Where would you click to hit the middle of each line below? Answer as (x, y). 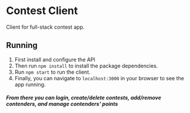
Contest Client (42, 11)
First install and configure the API (55, 59)
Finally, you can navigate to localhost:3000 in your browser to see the (99, 78)
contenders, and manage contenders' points (62, 104)
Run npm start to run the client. (52, 72)
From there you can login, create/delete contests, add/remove (84, 98)
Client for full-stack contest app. (45, 27)
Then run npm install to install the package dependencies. (86, 66)
